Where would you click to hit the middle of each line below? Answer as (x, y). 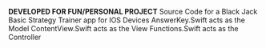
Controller (25, 37)
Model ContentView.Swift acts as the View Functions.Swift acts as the (123, 28)
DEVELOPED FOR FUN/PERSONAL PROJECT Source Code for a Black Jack (133, 12)
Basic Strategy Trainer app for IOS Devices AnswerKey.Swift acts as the (127, 20)
